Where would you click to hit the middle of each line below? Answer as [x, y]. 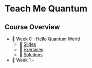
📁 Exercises [31, 49]
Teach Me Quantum [46, 9]
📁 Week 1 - [23, 60]
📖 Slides [28, 44]
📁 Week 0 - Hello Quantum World [46, 39]
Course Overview [32, 27]
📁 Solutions [31, 55]
